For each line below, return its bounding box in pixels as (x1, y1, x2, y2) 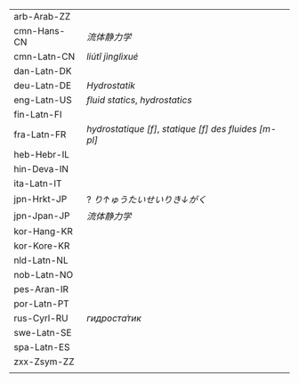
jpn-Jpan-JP (13, 209, 70, 222)
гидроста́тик (85, 312, 142, 324)
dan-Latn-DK (13, 65, 72, 77)
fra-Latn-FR (13, 128, 67, 141)
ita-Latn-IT (13, 177, 62, 190)
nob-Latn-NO (13, 269, 74, 281)
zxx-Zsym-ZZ (13, 355, 75, 368)
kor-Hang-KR (13, 225, 73, 237)
